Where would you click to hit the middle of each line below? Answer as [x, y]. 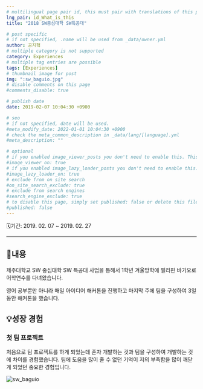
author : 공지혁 [24, 45]
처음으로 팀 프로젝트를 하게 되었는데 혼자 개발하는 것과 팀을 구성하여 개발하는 [97, 352]
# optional [20, 151]
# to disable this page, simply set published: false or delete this [96, 202]
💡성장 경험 [25, 319]
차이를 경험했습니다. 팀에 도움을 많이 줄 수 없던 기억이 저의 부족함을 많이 [97, 360]
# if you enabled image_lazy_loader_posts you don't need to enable [94, 168]
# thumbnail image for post [42, 73]
